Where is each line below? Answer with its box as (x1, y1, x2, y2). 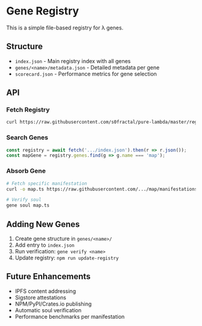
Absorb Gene (6, 167, 46, 175)
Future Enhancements (6, 271, 91, 282)
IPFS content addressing (14, 287, 76, 295)
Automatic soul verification (14, 306, 82, 313)
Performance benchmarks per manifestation (14, 313, 125, 320)
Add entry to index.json (14, 241, 75, 249)
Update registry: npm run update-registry (14, 254, 119, 261)
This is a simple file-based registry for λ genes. (6, 24, 124, 31)
